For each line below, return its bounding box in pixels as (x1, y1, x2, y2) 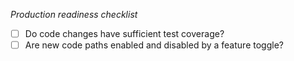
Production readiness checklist (10, 9, 138, 20)
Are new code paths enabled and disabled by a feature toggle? (24, 39, 284, 51)
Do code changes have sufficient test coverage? (24, 28, 225, 39)
